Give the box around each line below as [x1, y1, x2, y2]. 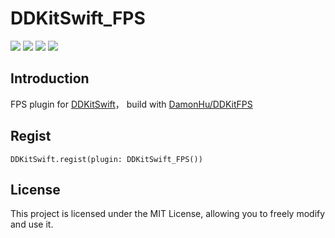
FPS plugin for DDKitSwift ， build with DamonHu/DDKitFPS [10, 98, 253, 110]
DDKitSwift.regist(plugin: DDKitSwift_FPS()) [10, 154, 203, 164]
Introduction [10, 70, 90, 87]
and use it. [10, 218, 54, 231]
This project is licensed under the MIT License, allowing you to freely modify [10, 208, 326, 220]
